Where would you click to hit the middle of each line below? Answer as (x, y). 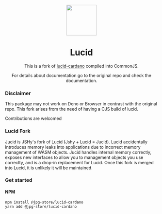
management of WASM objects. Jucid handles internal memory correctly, (78, 152)
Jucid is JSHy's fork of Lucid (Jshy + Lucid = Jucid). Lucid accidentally (76, 142)
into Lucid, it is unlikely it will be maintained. (49, 168)
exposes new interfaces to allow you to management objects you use (74, 157)
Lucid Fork (18, 131)
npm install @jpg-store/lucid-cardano (44, 202)
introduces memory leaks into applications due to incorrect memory (73, 147)
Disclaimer (18, 93)
